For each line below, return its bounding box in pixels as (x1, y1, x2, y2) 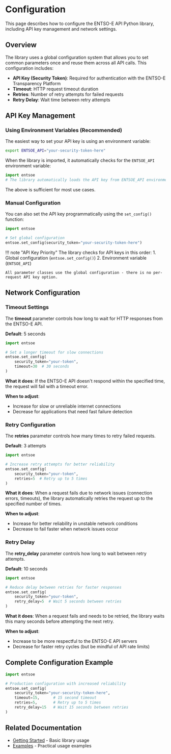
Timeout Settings (5, 304, 49, 311)
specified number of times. (5, 501, 62, 507)
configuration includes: (5, 65, 54, 71)
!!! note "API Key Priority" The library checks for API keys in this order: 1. (5, 249, 156, 256)
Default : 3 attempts (5, 443, 46, 449)
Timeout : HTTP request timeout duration (12, 86, 99, 92)
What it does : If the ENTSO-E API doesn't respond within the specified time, (5, 378, 165, 384)
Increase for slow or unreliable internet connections (12, 403, 121, 409)
